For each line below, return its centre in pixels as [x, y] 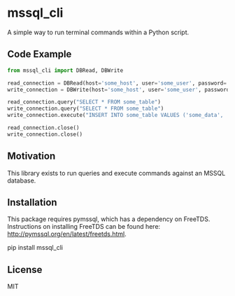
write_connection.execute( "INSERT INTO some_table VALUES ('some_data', [115, 115]
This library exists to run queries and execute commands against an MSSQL [116, 173]
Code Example [40, 54]
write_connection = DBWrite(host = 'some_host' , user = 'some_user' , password [119, 90]
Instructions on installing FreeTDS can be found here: [84, 227]
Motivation [31, 156]
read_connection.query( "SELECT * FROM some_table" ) [84, 102]
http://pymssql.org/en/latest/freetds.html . [67, 234]
